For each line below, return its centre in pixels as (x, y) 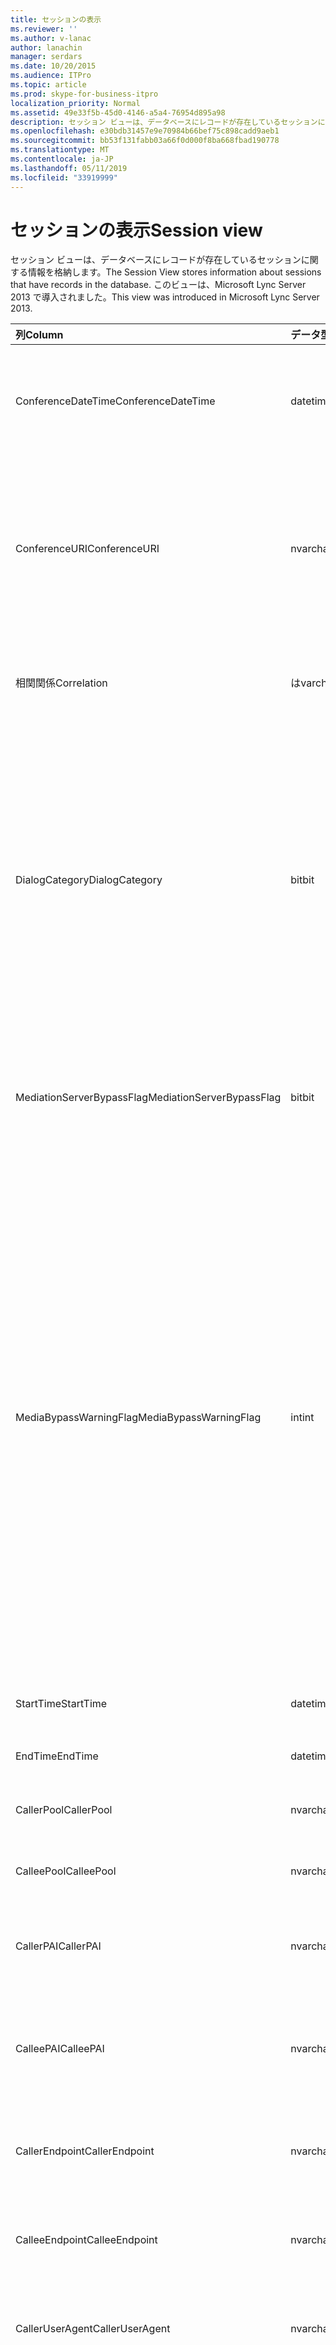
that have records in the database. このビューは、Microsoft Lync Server (158, 285)
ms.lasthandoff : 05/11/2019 (69, 168)
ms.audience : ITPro (51, 76)
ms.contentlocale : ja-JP (62, 159)
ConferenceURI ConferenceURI (87, 549)
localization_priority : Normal (75, 103)
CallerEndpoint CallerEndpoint (85, 2151)
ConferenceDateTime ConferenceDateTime (115, 401)
